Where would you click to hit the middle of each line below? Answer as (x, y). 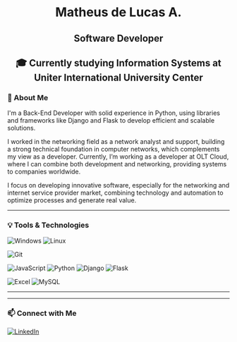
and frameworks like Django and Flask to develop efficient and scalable (111, 121)
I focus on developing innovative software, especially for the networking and (119, 185)
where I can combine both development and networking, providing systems (117, 164)
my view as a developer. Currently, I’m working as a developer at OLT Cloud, (118, 157)
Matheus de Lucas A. (119, 12)
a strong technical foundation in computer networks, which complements (114, 149)
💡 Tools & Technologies (48, 225)
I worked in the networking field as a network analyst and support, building (116, 142)
